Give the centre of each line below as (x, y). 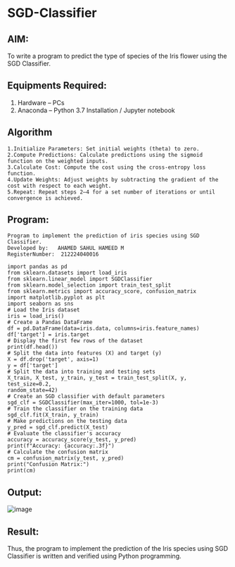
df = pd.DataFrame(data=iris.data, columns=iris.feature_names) (103, 329)
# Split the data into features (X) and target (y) (84, 353)
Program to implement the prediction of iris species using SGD (103, 236)
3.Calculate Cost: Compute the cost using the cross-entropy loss (107, 167)
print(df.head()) (33, 347)
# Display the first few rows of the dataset (75, 341)
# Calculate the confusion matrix (58, 452)
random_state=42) (33, 390)
